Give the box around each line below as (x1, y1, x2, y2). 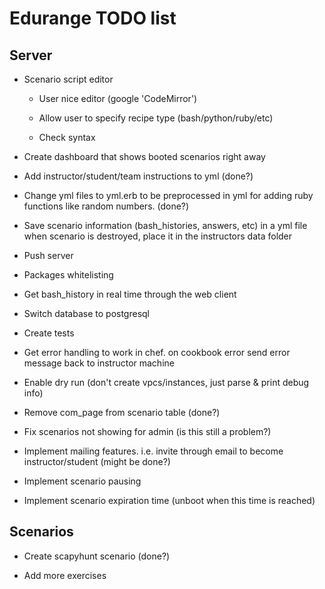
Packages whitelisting (23, 269, 114, 281)
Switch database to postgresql (23, 308, 151, 319)
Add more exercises (23, 569, 107, 581)
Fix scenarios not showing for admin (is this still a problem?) (23, 426, 272, 437)
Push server (23, 250, 74, 261)
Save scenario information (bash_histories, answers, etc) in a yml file (23, 220, 308, 231)
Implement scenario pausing (23, 475, 142, 487)
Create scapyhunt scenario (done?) (23, 550, 171, 562)
